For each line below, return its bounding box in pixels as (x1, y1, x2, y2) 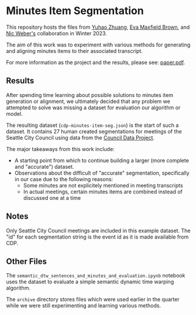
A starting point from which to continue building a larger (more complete (14, 157, 189, 164)
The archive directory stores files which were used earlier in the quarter (6, 296, 180, 303)
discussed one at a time (23, 194, 81, 201)
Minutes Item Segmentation (6, 4, 145, 18)
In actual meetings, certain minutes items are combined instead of (23, 188, 183, 195)
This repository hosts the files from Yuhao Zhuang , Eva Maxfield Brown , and (6, 24, 190, 31)
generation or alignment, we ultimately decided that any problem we (6, 98, 171, 105)
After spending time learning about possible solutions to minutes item (6, 91, 174, 98)
